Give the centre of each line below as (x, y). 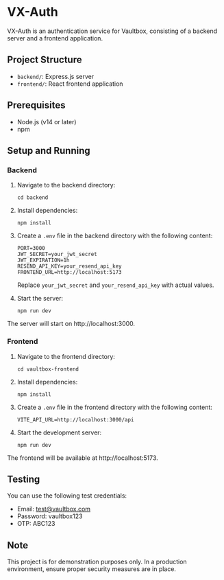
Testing (24, 479)
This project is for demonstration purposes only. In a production (97, 562)
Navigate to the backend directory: (66, 185)
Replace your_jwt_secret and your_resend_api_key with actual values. (115, 285)
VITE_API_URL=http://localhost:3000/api (75, 419)
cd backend (33, 198)
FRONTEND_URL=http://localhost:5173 (69, 272)
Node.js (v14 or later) (47, 121)
